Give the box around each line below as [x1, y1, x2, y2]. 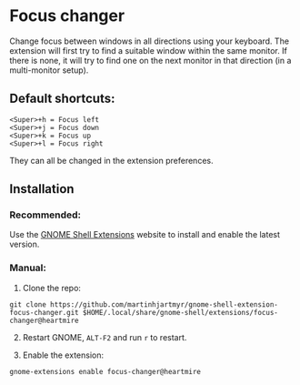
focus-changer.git [9, 308, 79, 317]
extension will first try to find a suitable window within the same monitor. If [9, 45, 288, 56]
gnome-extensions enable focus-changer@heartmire [9, 367, 202, 376]
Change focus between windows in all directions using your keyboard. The [9, 35, 289, 46]
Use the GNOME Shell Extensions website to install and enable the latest [9, 229, 280, 240]
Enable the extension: [22, 350, 105, 360]
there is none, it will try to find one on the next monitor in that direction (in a [9, 55, 292, 66]
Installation [9, 181, 75, 197]
